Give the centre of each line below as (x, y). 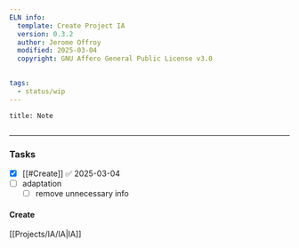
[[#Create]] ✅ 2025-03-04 (71, 173)
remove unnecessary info (82, 194)
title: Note (31, 116)
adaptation (42, 183)
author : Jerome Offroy (59, 42)
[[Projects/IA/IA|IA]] (45, 234)
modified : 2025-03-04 (57, 51)
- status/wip (41, 91)
